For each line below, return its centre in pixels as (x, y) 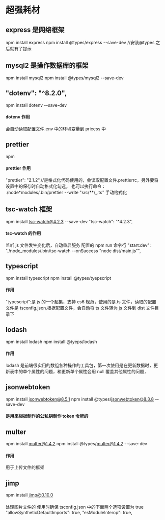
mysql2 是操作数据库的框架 (47, 66)
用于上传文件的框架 (25, 467)
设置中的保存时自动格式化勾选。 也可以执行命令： (56, 186)
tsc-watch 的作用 (23, 233)
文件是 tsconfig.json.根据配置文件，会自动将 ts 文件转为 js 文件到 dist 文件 (80, 308)
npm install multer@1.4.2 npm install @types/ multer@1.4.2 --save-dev (77, 444)
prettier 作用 (18, 168)
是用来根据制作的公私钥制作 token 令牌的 (47, 416)
